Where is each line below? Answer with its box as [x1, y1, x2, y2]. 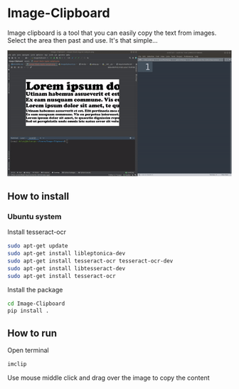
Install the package [7, 285, 63, 294]
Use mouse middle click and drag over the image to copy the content [7, 373, 210, 382]
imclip [7, 361, 27, 368]
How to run [7, 327, 58, 339]
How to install [7, 190, 70, 202]
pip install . [7, 307, 50, 314]
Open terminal [7, 346, 49, 355]
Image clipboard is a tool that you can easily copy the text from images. [7, 28, 217, 37]
